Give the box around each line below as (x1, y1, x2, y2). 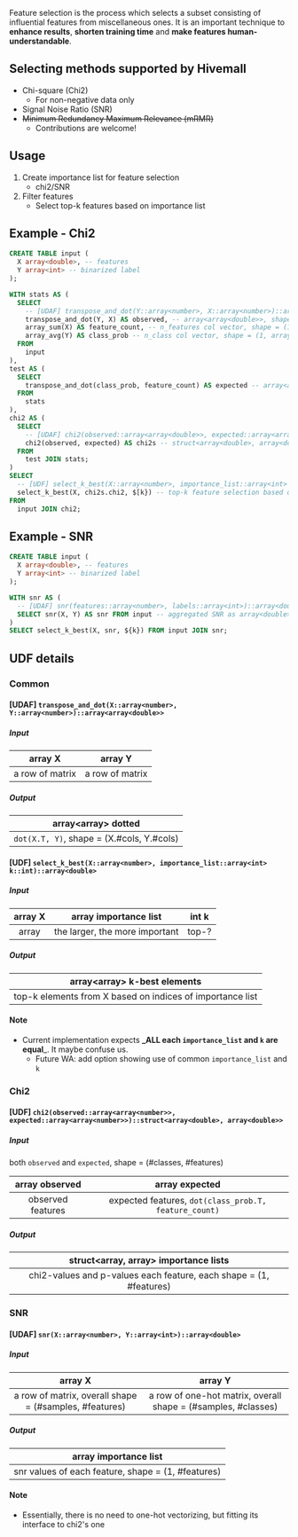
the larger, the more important (53, 925, 179, 937)
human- (227, 27, 258, 36)
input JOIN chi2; (17, 505, 82, 514)
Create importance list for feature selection (21, 172, 180, 183)
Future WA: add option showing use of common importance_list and (35, 1053, 288, 1063)
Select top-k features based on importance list (35, 200, 206, 211)
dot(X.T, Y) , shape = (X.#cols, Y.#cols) (13, 833, 179, 845)
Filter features (21, 191, 74, 201)
